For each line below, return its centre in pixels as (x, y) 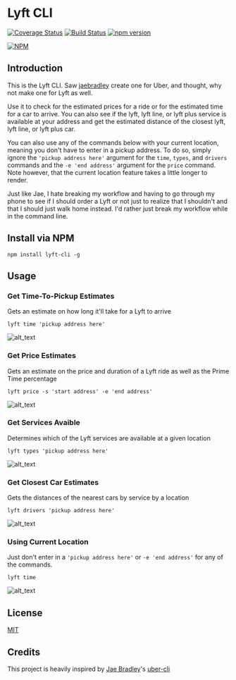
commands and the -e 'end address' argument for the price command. (112, 165)
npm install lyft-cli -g (44, 254)
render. (18, 180)
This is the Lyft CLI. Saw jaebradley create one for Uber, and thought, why (114, 85)
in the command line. (38, 216)
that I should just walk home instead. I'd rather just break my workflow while (118, 209)
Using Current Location (48, 542)
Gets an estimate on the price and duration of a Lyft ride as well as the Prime (118, 371)
